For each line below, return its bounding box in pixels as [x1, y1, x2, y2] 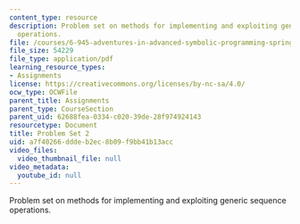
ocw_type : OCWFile [9, 87, 78, 96]
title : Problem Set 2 [9, 129, 90, 138]
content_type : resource [9, 12, 98, 22]
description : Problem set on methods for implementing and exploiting [9, 21, 278, 30]
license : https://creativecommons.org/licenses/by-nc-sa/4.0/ [9, 79, 246, 88]
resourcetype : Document [9, 121, 98, 130]
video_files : [9, 145, 58, 154]
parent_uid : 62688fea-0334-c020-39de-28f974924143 [9, 112, 202, 121]
